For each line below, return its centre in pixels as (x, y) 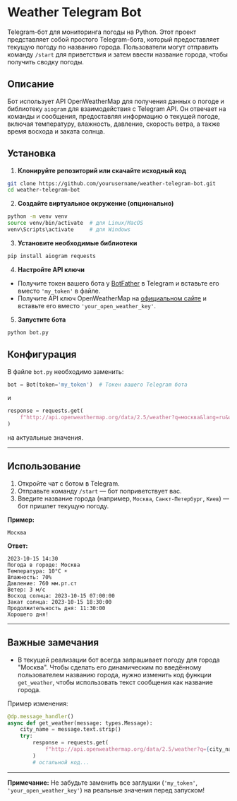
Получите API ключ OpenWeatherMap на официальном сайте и (112, 298)
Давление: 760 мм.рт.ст (42, 583)
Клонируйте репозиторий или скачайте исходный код (102, 170)
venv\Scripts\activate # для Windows (69, 230)
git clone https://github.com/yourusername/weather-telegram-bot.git (112, 183)
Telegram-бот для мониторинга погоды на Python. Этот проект (102, 32)
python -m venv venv (38, 216)
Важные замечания (53, 643)
